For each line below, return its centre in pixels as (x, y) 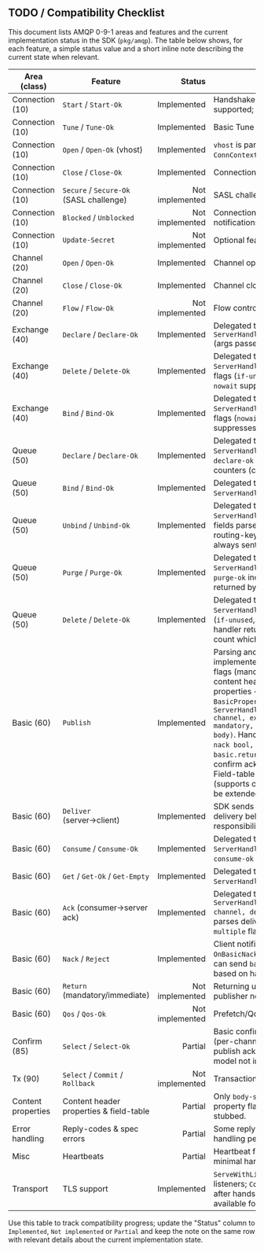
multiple (229, 932)
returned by (235, 587)
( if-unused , (234, 619)
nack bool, (233, 745)
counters (230, 469)
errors (74, 1138)
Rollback (79, 1083)
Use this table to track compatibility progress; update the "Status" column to (132, 1223)
